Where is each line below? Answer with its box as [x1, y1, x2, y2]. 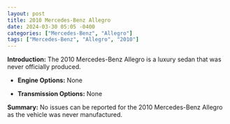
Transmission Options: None [17, 90, 103, 98]
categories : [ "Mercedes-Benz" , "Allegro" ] [7, 29, 133, 37]
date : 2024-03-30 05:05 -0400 [7, 23, 96, 30]
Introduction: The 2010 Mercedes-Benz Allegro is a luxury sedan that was [7, 55, 222, 63]
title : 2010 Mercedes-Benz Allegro [7, 17, 111, 24]
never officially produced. [7, 63, 82, 71]
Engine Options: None [17, 76, 82, 84]
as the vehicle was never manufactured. [7, 111, 122, 119]
